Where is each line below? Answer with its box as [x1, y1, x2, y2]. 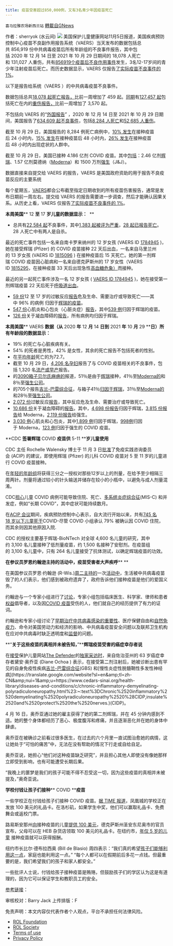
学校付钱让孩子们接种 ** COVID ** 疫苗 [5, 786, 85, 793]
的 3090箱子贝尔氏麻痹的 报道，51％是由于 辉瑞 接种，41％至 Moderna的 [12, 373, 161, 379]
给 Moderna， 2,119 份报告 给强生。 [17, 411, 90, 417]
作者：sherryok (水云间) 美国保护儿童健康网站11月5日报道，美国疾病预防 [5, 33, 165, 39]
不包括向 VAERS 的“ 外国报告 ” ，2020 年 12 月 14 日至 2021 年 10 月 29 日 [5, 111, 160, 117]
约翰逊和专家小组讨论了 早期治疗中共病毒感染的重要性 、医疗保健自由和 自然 [5, 617, 163, 623]
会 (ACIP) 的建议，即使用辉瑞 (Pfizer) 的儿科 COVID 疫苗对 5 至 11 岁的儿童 [5, 452, 163, 459]
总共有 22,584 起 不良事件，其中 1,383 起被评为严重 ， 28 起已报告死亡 [12, 222, 158, 228]
